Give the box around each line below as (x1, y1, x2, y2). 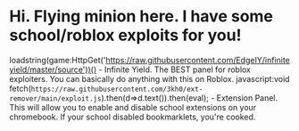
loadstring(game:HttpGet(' (9, 54, 106, 65)
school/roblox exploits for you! (9, 25, 242, 45)
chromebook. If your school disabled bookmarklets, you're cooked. (9, 111, 256, 122)
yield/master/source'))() (9, 64, 97, 75)
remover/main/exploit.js (9, 94, 102, 103)
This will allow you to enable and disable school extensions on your (9, 102, 257, 112)
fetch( (9, 83, 31, 94)
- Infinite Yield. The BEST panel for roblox (98, 64, 252, 75)
